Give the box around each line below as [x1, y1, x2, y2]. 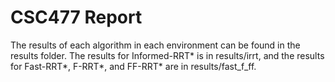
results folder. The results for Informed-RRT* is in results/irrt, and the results [10, 49, 325, 61]
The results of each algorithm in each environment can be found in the [10, 39, 301, 51]
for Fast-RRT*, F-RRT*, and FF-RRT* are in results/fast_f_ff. [10, 60, 257, 72]
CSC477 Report [10, 6, 143, 29]
